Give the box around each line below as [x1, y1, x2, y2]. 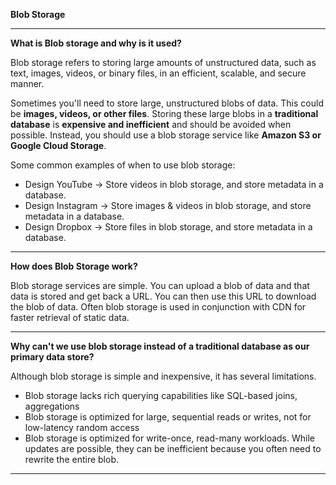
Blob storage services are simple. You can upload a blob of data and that [10, 280, 310, 291]
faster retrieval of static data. [10, 312, 130, 323]
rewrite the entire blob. [24, 454, 120, 465]
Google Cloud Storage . [10, 140, 107, 151]
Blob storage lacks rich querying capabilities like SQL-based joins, [24, 390, 298, 401]
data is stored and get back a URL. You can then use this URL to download [10, 290, 317, 302]
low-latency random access [24, 422, 140, 433]
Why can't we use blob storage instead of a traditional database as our [10, 340, 310, 352]
